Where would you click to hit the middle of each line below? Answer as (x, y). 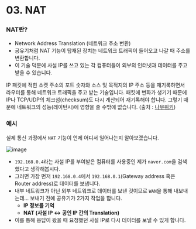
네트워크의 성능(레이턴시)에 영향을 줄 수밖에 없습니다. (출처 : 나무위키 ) (96, 107)
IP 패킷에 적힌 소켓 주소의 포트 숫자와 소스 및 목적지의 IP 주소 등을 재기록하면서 (96, 85)
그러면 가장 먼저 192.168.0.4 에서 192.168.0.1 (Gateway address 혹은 (95, 176)
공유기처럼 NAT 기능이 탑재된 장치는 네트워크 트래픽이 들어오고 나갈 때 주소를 (102, 51)
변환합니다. (27, 58)
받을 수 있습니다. (33, 73)
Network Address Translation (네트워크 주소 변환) (73, 43)
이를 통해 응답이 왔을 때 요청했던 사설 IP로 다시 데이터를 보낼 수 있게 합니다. (100, 220)
